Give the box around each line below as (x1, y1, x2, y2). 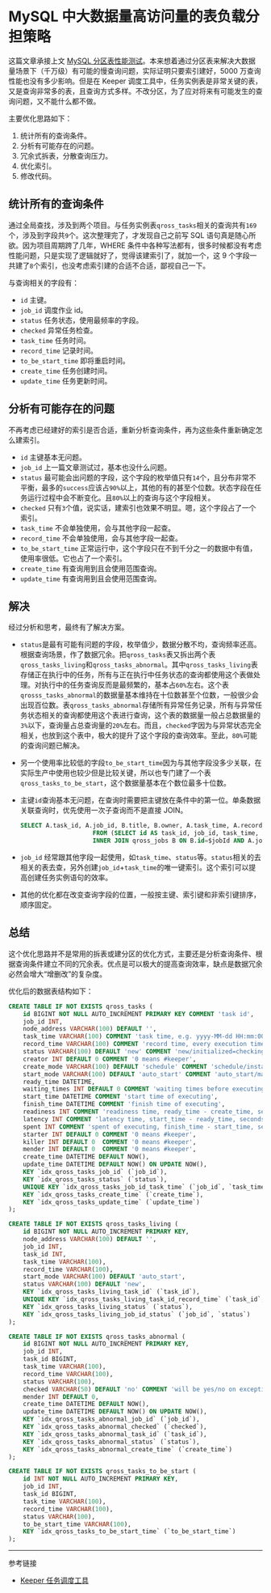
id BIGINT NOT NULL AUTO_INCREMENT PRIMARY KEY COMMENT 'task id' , (23, 1010, 254, 1018)
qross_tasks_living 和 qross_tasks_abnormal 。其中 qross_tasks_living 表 (19, 660, 258, 670)
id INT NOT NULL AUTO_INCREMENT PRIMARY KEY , (23, 1475, 179, 1483)
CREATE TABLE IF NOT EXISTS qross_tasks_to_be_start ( (8, 1468, 197, 1476)
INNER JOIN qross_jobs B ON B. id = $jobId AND (92, 837, 244, 845)
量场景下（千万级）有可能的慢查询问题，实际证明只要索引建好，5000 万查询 (8, 66, 261, 75)
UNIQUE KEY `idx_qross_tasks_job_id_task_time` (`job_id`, (23, 1183, 226, 1191)
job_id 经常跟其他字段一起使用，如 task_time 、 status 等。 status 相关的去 (19, 853, 262, 862)
